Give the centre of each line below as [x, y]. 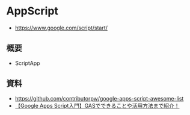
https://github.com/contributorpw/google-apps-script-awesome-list [99, 98]
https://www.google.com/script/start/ [61, 28]
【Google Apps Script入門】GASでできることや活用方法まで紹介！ [97, 105]
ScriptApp [27, 63]
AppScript [32, 11]
